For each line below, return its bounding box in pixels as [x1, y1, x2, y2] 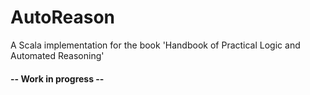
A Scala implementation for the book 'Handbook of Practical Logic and [10, 39, 301, 51]
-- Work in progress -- [10, 72, 105, 85]
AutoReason [10, 6, 116, 29]
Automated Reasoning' [10, 49, 105, 61]
